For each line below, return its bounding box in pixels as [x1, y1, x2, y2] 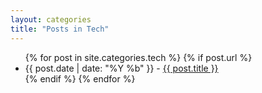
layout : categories [10, 14, 92, 25]
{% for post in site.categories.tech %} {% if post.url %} [24, 51, 253, 63]
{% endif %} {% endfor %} [24, 72, 136, 85]
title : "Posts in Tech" [10, 24, 110, 34]
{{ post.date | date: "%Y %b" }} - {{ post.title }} [24, 62, 219, 74]
